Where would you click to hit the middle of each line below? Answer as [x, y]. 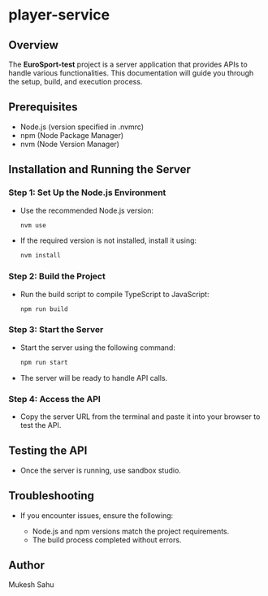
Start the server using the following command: [98, 348]
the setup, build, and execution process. [76, 82]
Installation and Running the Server [99, 169]
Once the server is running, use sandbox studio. [100, 470]
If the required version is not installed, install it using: [108, 240]
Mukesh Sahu [31, 585]
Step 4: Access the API [55, 399]
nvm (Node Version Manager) [70, 144]
